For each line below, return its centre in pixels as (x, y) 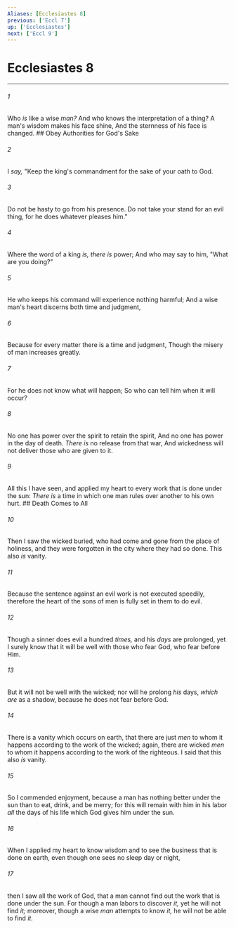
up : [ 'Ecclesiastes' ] (39, 27)
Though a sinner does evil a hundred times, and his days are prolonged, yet (117, 639)
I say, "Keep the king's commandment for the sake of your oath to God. (110, 171)
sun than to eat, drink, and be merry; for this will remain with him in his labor (117, 805)
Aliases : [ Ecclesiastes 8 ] (47, 14)
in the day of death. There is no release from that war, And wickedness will (115, 443)
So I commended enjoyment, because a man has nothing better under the (114, 797)
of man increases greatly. (44, 353)
